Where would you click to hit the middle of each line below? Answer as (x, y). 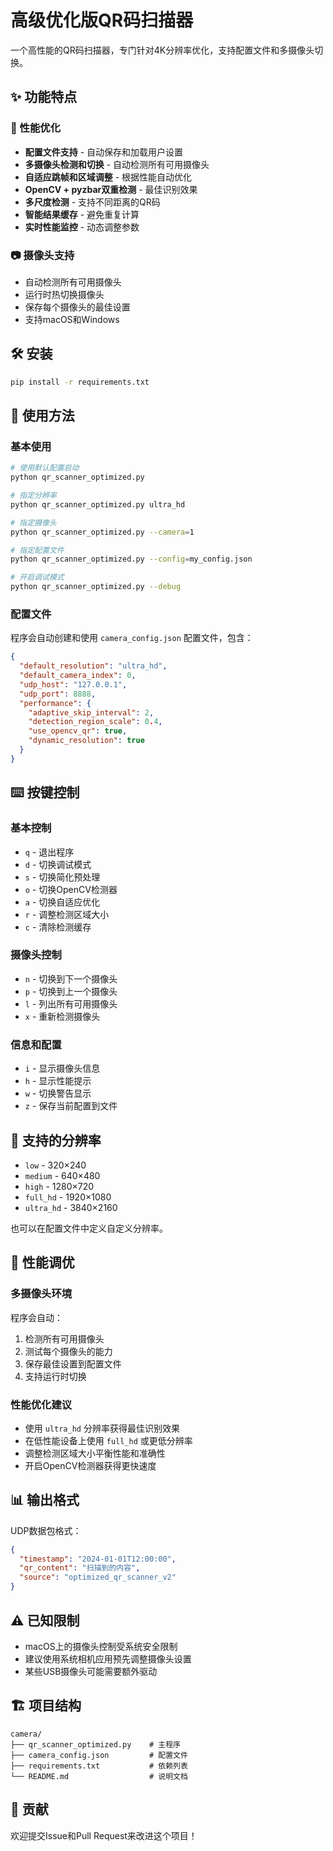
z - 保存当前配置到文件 (71, 1106)
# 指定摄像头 (33, 522)
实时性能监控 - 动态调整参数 (82, 227)
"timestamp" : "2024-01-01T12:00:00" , (98, 1559)
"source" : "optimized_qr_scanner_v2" (98, 1577)
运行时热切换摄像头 (64, 294)
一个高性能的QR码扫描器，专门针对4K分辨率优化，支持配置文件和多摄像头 (162, 50)
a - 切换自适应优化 (62, 902)
